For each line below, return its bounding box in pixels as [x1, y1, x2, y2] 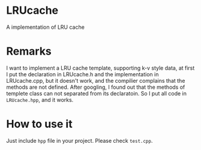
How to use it [6, 118, 73, 131]
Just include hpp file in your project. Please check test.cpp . [6, 137, 153, 144]
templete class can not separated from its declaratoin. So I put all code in [6, 89, 187, 97]
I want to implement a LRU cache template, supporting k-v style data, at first [6, 64, 195, 71]
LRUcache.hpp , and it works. [6, 96, 74, 103]
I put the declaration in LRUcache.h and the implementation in [6, 70, 159, 78]
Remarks [6, 44, 52, 58]
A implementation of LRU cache [6, 23, 85, 31]
